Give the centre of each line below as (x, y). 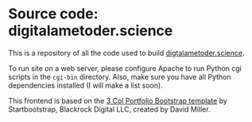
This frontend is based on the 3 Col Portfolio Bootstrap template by (118, 100)
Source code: (53, 14)
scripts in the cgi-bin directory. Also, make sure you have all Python (120, 77)
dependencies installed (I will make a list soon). (85, 85)
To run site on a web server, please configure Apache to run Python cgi (125, 68)
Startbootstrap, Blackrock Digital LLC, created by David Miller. (109, 109)
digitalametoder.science (91, 31)
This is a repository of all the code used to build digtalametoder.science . (126, 53)
